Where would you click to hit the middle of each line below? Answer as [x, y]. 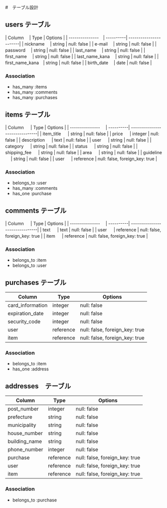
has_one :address [30, 369]
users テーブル [28, 25]
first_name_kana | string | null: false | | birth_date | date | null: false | [79, 63]
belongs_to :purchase [35, 500]
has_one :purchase [32, 194]
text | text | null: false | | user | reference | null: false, [102, 230]
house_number [25, 433]
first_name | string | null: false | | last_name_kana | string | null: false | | [82, 56]
